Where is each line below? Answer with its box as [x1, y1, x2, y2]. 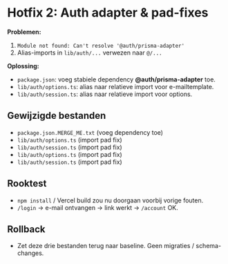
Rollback [7, 223, 46, 235]
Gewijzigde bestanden [7, 110, 106, 122]
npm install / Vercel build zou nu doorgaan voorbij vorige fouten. [17, 196, 204, 205]
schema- [196, 242, 222, 250]
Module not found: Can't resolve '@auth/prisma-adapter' [17, 42, 185, 49]
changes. [17, 249, 44, 257]
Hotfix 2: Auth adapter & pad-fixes [7, 5, 209, 21]
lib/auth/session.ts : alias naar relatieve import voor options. [17, 90, 193, 98]
